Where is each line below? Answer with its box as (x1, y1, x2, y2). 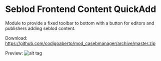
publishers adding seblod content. (5, 25, 76, 31)
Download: (5, 35, 27, 41)
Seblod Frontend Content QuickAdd (5, 3, 156, 15)
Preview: (5, 50, 23, 56)
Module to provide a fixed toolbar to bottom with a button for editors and (5, 20, 154, 26)
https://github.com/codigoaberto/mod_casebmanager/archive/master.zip (5, 40, 156, 46)
